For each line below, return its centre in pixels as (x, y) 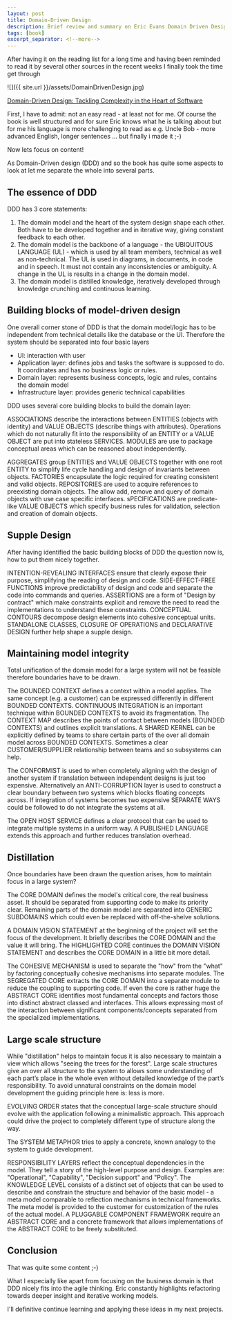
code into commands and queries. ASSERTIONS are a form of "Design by (112, 595)
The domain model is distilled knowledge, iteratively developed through (119, 281)
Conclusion (32, 1251)
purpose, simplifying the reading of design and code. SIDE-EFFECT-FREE (112, 580)
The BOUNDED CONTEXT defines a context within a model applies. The (109, 691)
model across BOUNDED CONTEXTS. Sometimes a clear (88, 742)
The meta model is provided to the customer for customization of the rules (113, 1207)
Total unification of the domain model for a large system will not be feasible (114, 670)
